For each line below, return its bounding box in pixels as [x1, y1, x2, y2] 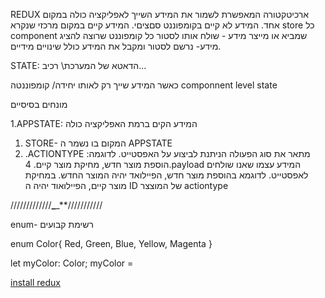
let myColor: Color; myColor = [10, 257, 134, 269]
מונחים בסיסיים [10, 99, 68, 110]
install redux [10, 277, 61, 288]
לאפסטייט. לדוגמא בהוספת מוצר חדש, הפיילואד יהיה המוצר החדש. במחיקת [24, 169, 309, 181]
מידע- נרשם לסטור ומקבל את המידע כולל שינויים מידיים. [10, 40, 222, 52]
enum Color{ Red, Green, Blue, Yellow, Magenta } [10, 238, 213, 249]
